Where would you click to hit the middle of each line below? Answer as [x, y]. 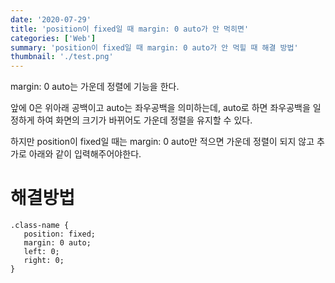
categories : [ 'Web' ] [53, 38]
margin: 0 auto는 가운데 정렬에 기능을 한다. [95, 87]
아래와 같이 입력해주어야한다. [85, 154]
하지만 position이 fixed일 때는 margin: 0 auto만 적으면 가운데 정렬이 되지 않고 [162, 142]
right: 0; [44, 261]
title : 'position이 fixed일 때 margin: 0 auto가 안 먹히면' [130, 29]
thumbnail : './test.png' [62, 57]
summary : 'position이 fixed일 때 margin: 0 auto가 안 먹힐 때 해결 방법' [154, 47]
